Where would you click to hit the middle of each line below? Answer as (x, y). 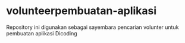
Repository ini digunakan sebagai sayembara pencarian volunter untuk (93, 27)
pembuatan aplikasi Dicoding (42, 33)
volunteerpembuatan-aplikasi (81, 11)
